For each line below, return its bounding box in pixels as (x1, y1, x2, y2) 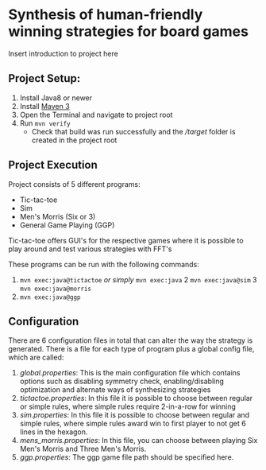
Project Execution (8, 158, 98, 172)
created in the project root (31, 135, 118, 145)
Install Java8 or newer (19, 93, 93, 103)
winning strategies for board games (8, 22, 249, 41)
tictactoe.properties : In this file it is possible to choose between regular (19, 394, 253, 403)
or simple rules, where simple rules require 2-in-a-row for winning (19, 402, 237, 411)
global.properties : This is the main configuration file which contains (19, 368, 241, 378)
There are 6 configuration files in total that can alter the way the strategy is (8, 336, 253, 345)
